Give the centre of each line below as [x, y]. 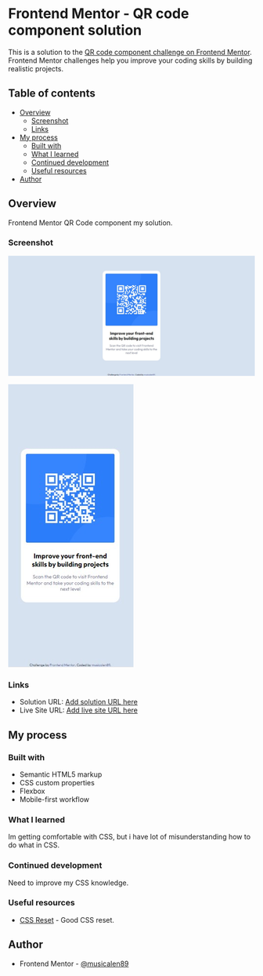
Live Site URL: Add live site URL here [79, 710]
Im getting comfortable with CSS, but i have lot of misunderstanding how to [130, 837]
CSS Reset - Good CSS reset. [67, 920]
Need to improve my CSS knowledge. [68, 883]
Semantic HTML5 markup [61, 774]
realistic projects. [36, 68]
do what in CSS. [34, 845]
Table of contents [52, 94]
